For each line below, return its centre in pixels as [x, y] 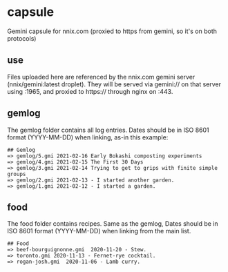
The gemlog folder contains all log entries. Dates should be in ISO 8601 [108, 130]
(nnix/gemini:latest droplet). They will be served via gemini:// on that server [114, 84]
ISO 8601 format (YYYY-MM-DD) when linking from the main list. [99, 231]
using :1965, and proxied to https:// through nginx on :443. [90, 91]
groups [17, 174]
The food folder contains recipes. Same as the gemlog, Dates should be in [113, 224]
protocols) [22, 38]
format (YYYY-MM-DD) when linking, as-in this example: [88, 137]
